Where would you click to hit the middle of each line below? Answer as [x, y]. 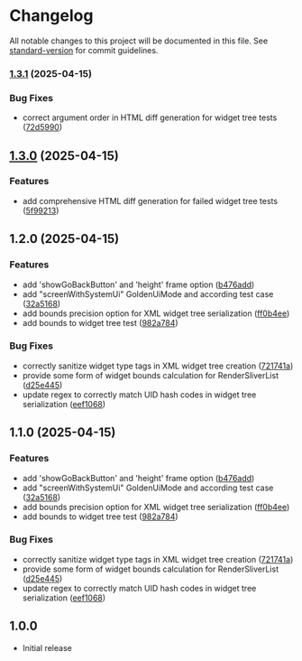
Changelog [51, 16]
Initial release [47, 647]
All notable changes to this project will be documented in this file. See [139, 41]
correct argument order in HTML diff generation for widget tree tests [150, 117]
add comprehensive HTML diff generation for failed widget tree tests [150, 200]
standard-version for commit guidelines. [84, 50]
